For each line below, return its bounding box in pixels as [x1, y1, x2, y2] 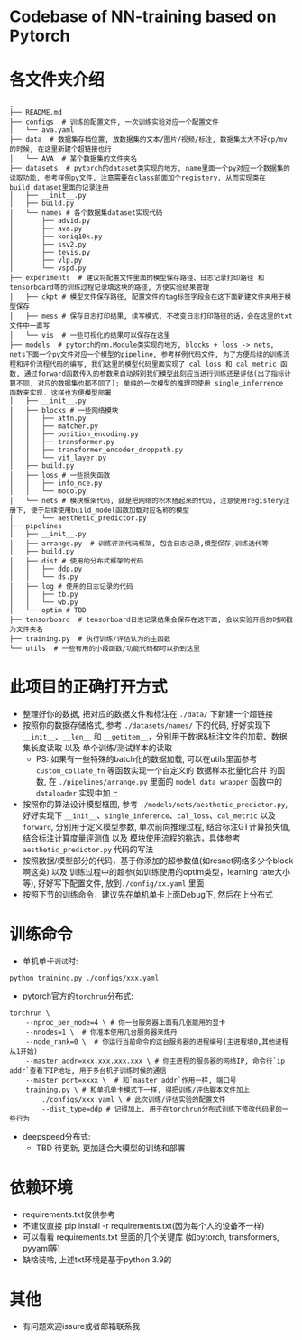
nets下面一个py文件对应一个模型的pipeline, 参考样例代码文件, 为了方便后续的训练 [9, 350, 284, 359]
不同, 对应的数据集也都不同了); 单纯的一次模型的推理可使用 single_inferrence [15, 379, 284, 388]
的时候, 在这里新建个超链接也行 [9, 144, 112, 154]
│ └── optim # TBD [9, 606, 87, 615]
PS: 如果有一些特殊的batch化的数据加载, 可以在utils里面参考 [35, 754, 258, 765]
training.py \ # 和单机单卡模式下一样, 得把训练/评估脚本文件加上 [25, 1085, 251, 1094]
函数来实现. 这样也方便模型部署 [9, 388, 112, 398]
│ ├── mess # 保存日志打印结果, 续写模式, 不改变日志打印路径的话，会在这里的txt [9, 312, 293, 321]
